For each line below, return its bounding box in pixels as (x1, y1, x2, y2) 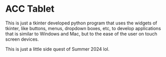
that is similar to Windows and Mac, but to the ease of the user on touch (5, 31, 157, 37)
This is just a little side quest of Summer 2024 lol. (5, 46, 110, 52)
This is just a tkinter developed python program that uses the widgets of (5, 20, 157, 26)
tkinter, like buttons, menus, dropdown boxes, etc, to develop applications (5, 25, 161, 31)
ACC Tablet (5, 3, 55, 15)
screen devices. (5, 36, 39, 42)
